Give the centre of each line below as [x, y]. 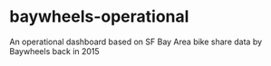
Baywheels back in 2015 [54, 51]
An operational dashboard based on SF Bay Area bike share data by [136, 42]
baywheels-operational [99, 17]
